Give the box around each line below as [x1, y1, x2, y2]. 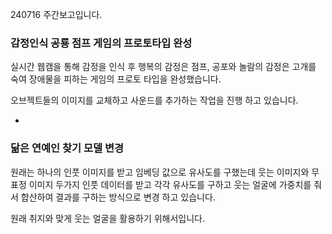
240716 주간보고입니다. [10, 9, 103, 20]
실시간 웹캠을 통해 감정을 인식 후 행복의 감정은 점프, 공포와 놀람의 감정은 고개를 [10, 61, 317, 73]
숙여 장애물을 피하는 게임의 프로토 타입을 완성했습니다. [10, 73, 222, 85]
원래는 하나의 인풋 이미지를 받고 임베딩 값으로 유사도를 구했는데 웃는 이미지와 [10, 166, 310, 178]
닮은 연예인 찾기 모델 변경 [10, 141, 125, 155]
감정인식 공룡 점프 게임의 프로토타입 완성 [10, 36, 193, 50]
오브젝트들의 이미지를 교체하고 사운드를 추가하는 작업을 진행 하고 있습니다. [10, 94, 299, 107]
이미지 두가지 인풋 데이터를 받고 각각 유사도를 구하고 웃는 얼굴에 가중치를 [28, 178, 312, 190]
